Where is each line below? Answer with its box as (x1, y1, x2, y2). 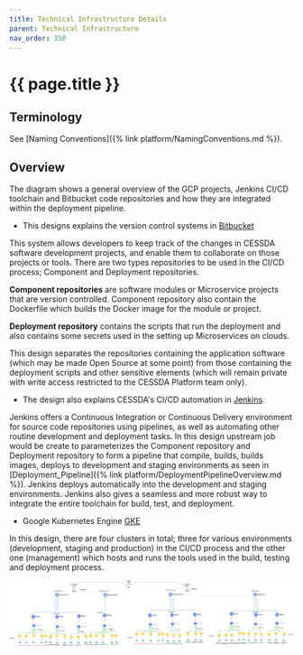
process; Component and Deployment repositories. (9, 267, 200, 277)
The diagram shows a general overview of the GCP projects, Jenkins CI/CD (9, 183, 289, 194)
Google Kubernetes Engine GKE (22, 516, 142, 527)
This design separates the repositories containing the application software (9, 348, 286, 359)
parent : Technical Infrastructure (9, 23, 140, 33)
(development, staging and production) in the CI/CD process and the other (9, 543, 286, 554)
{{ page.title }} (9, 73, 121, 94)
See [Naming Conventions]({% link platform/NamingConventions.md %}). (9, 134, 282, 145)
